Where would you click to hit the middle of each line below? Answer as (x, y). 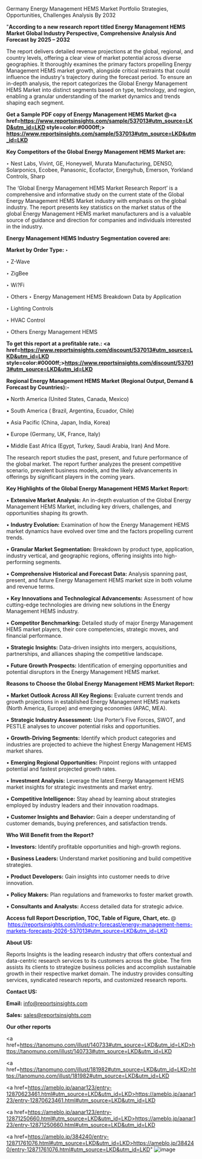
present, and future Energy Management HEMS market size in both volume (99, 580)
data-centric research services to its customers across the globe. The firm (99, 961)
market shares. (25, 751)
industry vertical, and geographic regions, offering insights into (84, 556)
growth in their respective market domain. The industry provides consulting (100, 974)
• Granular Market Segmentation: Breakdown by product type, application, (100, 549)
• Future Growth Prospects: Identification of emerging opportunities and (97, 666)
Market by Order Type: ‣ (37, 250)
